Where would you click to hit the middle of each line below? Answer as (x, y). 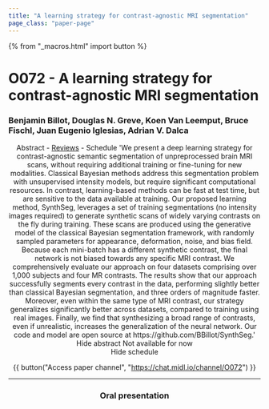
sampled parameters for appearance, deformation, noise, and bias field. (134, 241)
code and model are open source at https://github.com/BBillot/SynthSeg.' (134, 335)
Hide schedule (134, 351)
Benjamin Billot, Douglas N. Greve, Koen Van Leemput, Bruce (128, 120)
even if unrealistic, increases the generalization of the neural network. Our (134, 326)
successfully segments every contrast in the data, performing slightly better (134, 283)
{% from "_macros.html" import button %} (78, 46)
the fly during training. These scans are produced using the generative (134, 224)
